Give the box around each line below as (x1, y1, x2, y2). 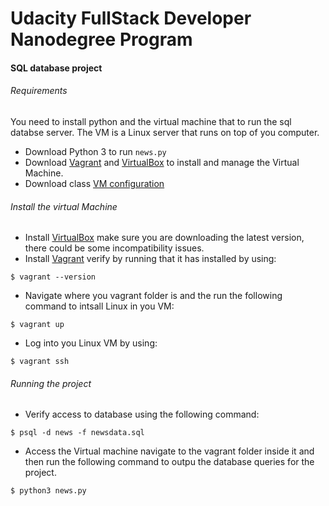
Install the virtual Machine (10, 200, 118, 212)
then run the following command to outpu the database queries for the (24, 456, 315, 468)
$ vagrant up (10, 320, 65, 330)
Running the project (10, 377, 92, 389)
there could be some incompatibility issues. (24, 242, 205, 254)
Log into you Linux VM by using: (24, 337, 158, 349)
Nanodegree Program (10, 28, 193, 51)
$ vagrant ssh (10, 357, 70, 367)
